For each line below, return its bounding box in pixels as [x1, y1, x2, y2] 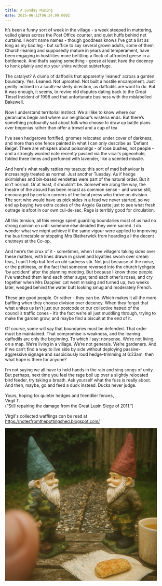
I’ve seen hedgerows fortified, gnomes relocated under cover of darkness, [5, 135, 153, 141]
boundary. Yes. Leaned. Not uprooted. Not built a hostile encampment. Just [5, 78, 155, 84]
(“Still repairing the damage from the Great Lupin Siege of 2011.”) [5, 403, 134, 409]
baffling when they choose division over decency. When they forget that [5, 300, 148, 305]
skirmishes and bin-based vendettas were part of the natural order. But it [5, 176, 150, 182]
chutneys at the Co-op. [5, 238, 51, 244]
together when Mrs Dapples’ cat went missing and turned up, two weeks [5, 279, 149, 285]
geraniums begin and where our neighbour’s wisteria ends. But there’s [5, 114, 144, 120]
